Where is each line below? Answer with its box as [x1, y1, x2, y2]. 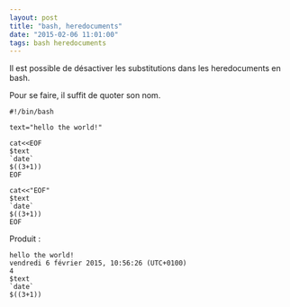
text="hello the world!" [9, 123, 103, 132]
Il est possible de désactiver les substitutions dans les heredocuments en [9, 63, 281, 74]
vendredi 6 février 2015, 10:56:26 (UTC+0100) [9, 258, 187, 268]
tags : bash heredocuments [9, 38, 106, 48]
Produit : [9, 233, 41, 244]
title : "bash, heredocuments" [9, 22, 123, 31]
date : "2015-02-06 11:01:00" [9, 30, 119, 39]
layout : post [9, 13, 59, 23]
